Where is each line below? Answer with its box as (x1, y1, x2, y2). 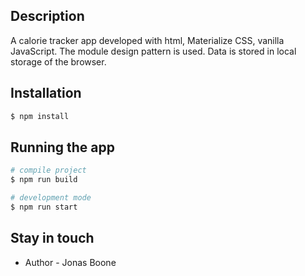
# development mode (10, 193, 92, 203)
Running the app (10, 139, 115, 156)
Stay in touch (10, 230, 95, 247)
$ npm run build (10, 175, 78, 185)
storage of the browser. (10, 55, 107, 68)
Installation (10, 85, 82, 102)
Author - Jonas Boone (24, 256, 117, 268)
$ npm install (10, 111, 70, 121)
